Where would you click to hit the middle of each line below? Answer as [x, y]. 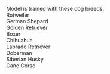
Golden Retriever [27, 27]
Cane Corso [21, 66]
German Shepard [27, 21]
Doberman [19, 53]
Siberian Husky [25, 59]
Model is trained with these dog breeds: [55, 9]
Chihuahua [19, 40]
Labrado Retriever [28, 47]
